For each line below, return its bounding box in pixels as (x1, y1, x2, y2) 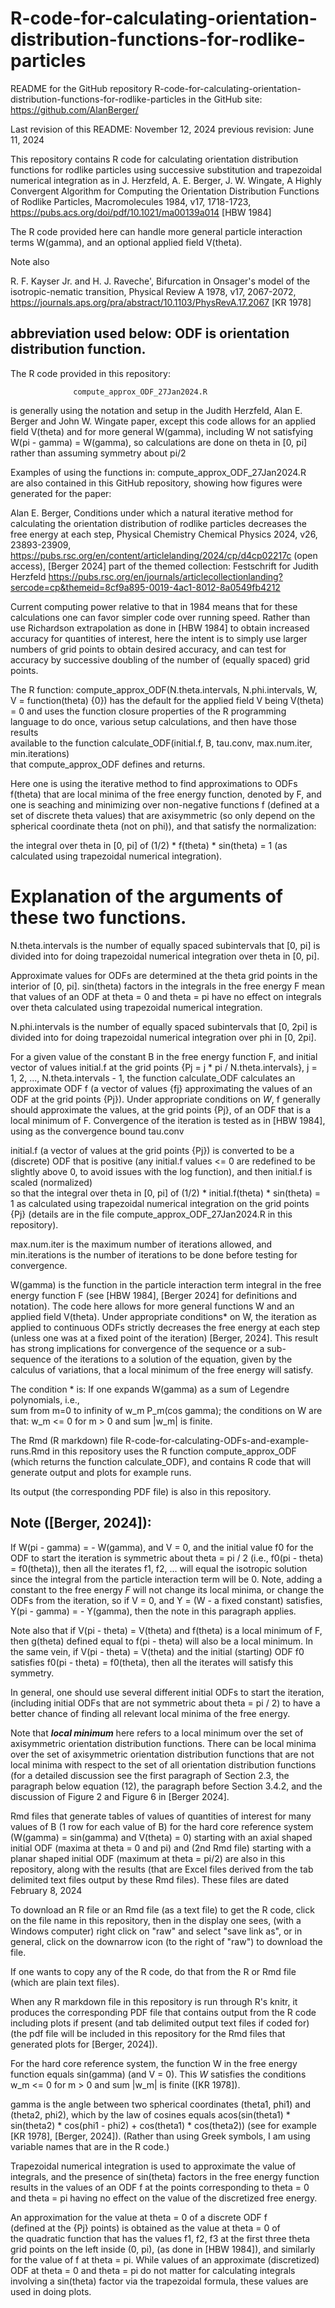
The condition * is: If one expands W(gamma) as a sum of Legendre (10, 1383, 290, 1395)
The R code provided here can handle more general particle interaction (10, 225, 303, 237)
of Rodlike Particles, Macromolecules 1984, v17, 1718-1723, (10, 195, 252, 207)
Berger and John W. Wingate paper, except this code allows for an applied (10, 415, 316, 427)
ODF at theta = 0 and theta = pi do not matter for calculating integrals (10, 2264, 296, 2276)
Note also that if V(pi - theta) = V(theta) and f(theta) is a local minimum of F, (10, 1624, 323, 1636)
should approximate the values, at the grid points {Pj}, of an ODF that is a (10, 1103, 312, 1116)
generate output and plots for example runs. (10, 1466, 192, 1478)
